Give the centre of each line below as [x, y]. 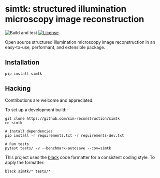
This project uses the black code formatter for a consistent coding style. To [80, 157]
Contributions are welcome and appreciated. [49, 100]
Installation [22, 62]
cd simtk [14, 123]
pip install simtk [23, 74]
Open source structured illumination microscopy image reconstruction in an [80, 42]
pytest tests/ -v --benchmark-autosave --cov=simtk [58, 148]
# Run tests [17, 144]
